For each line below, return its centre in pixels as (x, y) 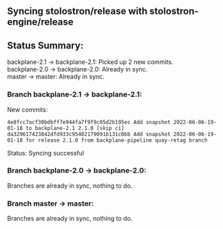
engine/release (40, 22)
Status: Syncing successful (46, 153)
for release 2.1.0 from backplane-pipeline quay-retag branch (116, 140)
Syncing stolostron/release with (77, 11)
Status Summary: (45, 45)
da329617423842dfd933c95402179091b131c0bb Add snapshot (89, 134)
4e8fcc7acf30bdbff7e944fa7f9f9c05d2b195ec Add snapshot (89, 122)
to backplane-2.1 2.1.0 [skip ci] (75, 128)
